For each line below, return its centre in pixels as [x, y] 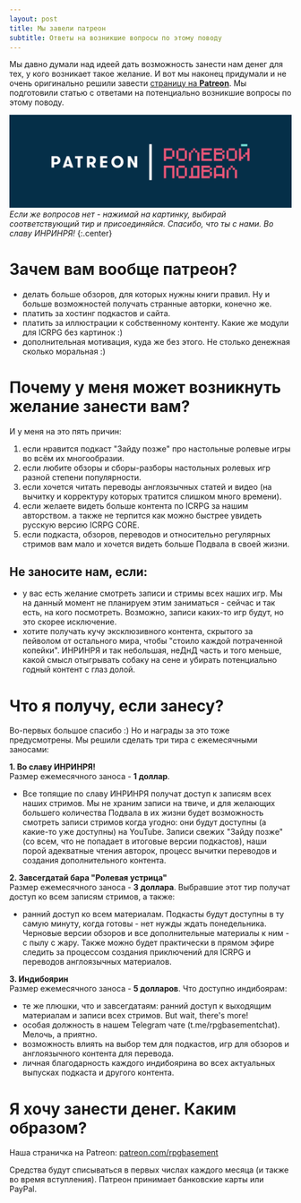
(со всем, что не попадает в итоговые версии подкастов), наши [144, 841]
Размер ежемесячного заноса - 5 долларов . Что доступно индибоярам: [148, 989]
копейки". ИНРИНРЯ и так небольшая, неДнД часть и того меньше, [152, 650]
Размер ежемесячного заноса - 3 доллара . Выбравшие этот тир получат [150, 888]
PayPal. [23, 1189]
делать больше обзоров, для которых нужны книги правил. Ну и [146, 294]
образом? [48, 1128]
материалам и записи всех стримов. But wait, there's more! [135, 1016]
